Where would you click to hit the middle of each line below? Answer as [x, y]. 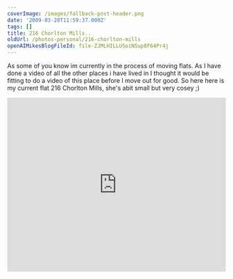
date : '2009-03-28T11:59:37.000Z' [57, 20]
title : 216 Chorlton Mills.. [49, 33]
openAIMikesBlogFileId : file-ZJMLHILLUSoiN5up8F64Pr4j [88, 46]
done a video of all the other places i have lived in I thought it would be [108, 73]
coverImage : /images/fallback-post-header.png [76, 14]
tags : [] [20, 26]
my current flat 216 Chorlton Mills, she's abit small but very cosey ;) [103, 88]
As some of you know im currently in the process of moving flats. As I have [114, 66]
